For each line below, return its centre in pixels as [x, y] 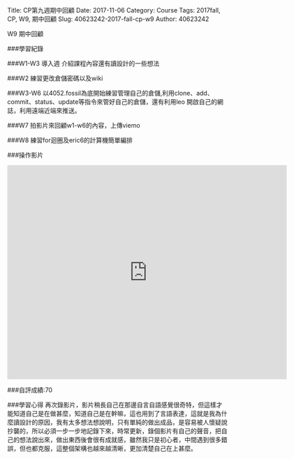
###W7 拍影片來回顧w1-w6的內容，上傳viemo [74, 125]
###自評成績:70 [30, 390]
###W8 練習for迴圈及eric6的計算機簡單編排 [70, 140]
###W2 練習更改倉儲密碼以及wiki [55, 78]
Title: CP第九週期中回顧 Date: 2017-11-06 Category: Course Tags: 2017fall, [114, 10]
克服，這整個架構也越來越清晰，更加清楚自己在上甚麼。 [117, 448]
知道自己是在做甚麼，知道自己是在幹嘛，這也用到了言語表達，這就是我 [114, 413]
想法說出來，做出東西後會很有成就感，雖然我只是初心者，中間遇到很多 [120, 439]
